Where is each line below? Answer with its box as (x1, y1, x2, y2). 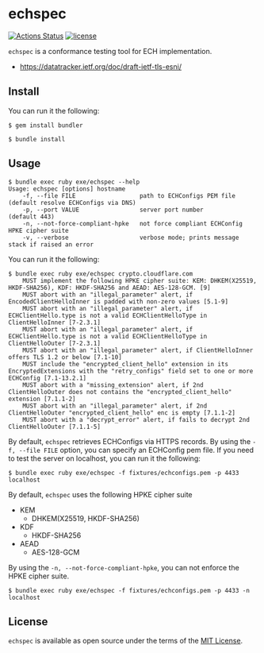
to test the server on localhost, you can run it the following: (8, 454, 201, 463)
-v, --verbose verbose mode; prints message (22, 234, 239, 241)
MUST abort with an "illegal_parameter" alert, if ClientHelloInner (22, 346, 254, 354)
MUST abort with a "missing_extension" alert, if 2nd (22, 381, 204, 389)
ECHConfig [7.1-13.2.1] (8, 374, 87, 382)
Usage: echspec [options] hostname (8, 184, 126, 193)
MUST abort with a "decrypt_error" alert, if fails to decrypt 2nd (22, 415, 250, 423)
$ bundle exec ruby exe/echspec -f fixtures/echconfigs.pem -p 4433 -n (8, 586, 250, 594)
